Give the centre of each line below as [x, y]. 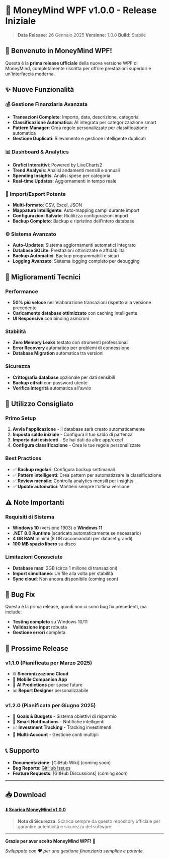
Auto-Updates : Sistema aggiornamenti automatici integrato [74, 245]
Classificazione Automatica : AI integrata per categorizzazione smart [84, 123]
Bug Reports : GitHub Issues [41, 768]
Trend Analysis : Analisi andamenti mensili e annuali [66, 170]
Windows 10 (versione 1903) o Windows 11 [57, 528]
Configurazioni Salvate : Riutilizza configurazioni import [70, 216]
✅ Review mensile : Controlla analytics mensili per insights [73, 481]
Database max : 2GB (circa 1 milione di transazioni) [65, 568]
